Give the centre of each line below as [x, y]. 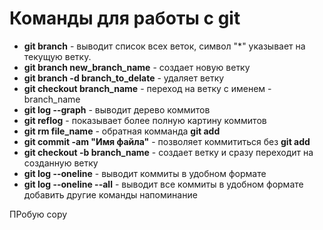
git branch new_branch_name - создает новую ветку [137, 67]
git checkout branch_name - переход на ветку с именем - [147, 88]
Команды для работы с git [125, 18]
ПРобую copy [38, 214]
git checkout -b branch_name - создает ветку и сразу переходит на [168, 152]
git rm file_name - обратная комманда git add [122, 131]
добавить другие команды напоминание [110, 194]
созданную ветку [61, 163]
